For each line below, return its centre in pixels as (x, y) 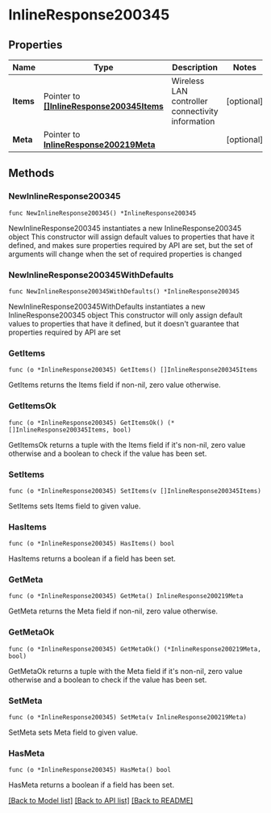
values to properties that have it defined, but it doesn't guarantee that (124, 323)
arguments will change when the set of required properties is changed (125, 254)
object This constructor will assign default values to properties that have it (131, 237)
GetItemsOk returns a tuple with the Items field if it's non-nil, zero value (127, 444)
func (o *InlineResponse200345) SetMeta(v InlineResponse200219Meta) (128, 718)
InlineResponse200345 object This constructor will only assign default (126, 315)
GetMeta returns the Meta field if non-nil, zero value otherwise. (113, 611)
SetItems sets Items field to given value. (75, 506)
